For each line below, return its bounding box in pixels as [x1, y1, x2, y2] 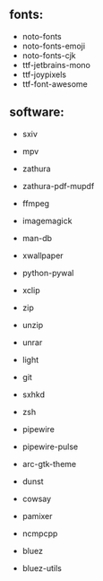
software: [9, 105, 64, 120]
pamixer [21, 510, 53, 521]
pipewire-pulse [21, 441, 79, 452]
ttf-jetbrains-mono [21, 59, 91, 70]
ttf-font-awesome [21, 78, 88, 89]
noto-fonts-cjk [21, 49, 76, 61]
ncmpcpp [21, 528, 58, 539]
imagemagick [21, 215, 73, 226]
